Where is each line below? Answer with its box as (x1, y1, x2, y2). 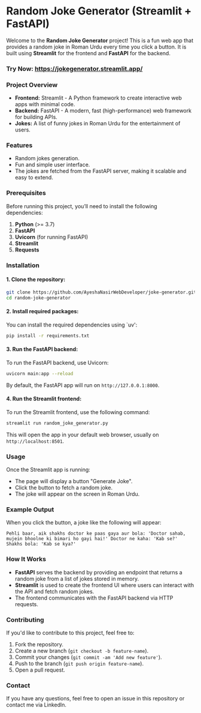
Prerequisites (6, 189, 46, 197)
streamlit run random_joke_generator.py (6, 420, 109, 426)
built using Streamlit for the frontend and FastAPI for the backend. (6, 49, 170, 56)
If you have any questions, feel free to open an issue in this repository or (6, 695, 185, 702)
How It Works (6, 555, 47, 564)
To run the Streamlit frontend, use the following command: (6, 408, 150, 415)
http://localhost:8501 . (6, 437, 65, 445)
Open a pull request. (14, 666, 66, 673)
